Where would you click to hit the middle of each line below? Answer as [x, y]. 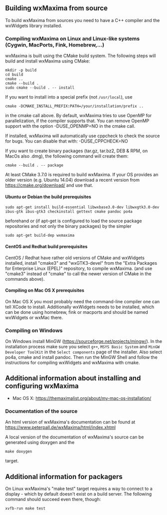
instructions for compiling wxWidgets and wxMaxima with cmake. [73, 363]
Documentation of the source [41, 411]
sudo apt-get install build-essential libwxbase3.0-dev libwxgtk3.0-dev [82, 207]
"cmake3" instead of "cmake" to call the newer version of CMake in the [78, 274]
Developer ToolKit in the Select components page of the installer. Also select [83, 352]
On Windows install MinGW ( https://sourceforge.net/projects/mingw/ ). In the [84, 341]
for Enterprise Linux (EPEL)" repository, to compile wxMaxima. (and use [79, 268]
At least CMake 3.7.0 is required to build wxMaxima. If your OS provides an [82, 175]
